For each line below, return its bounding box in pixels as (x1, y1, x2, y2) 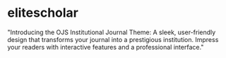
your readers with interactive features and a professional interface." (7, 43, 204, 51)
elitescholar (7, 5, 79, 21)
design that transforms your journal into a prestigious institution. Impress (7, 35, 219, 43)
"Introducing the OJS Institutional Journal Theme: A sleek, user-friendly (7, 28, 216, 36)
